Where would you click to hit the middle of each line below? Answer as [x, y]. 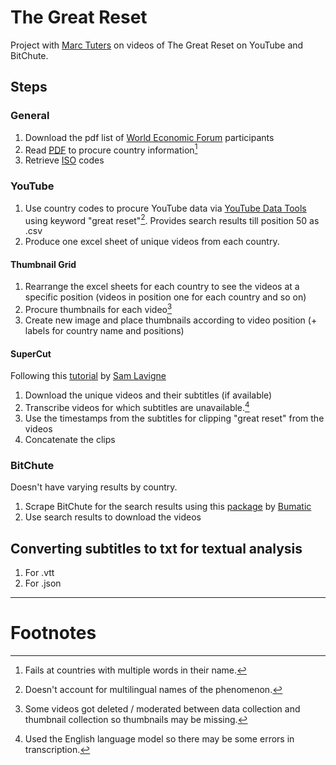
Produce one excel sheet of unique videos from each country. [152, 242]
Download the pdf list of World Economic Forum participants [149, 137]
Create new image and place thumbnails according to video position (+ [171, 320]
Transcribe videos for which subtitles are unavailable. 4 [137, 406]
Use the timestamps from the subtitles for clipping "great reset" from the [174, 418]
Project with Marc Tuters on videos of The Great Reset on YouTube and [157, 45]
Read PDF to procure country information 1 [111, 149]
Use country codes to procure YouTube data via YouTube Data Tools [165, 208]
